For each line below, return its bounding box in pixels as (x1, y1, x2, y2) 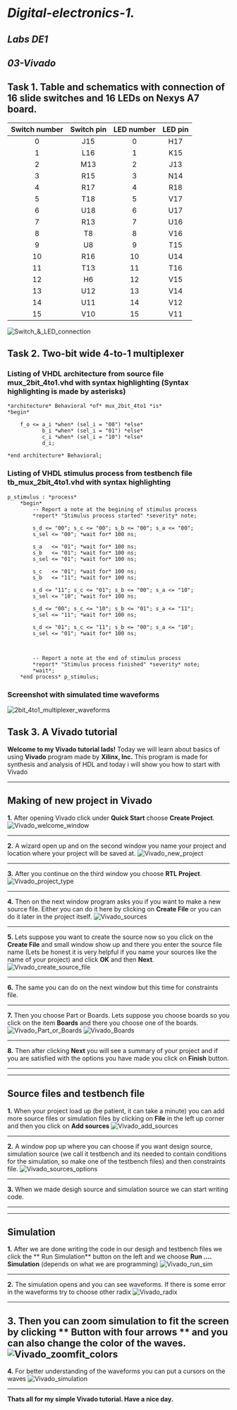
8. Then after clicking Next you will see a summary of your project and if (7, 1046, 219, 1054)
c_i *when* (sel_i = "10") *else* (42, 433, 143, 440)
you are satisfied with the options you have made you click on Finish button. (7, 1054, 229, 1062)
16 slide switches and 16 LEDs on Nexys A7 (7, 92, 200, 104)
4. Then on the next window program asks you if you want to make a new (7, 897, 221, 906)
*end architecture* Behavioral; (7, 452, 102, 460)
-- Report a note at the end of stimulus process (32, 654, 181, 661)
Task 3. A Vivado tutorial (7, 726, 118, 738)
